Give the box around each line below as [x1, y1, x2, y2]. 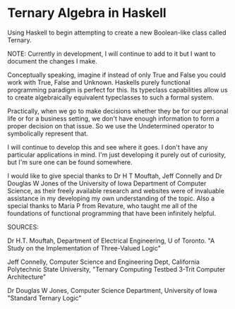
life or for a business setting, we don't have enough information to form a [7, 114, 220, 123]
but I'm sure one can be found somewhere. [7, 157, 133, 166]
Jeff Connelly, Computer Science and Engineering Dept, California [7, 257, 200, 266]
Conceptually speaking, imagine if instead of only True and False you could [7, 71, 227, 79]
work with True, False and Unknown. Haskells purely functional [7, 78, 191, 86]
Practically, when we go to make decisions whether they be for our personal [7, 107, 229, 115]
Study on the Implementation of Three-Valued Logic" [7, 243, 161, 252]
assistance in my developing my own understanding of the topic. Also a [7, 194, 215, 202]
